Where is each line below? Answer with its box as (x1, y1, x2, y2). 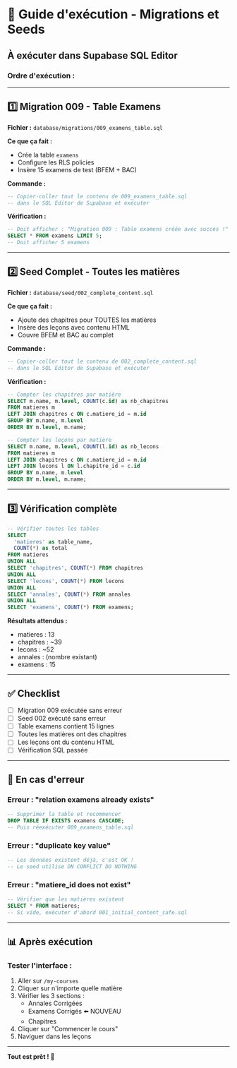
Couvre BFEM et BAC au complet (17, 330, 114, 339)
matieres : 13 (17, 630, 55, 639)
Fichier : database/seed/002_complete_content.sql (7, 288, 154, 296)
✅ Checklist (7, 688, 61, 700)
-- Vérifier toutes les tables (7, 525, 99, 532)
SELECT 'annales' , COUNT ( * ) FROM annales (7, 591, 131, 598)
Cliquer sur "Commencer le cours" (17, 1025, 119, 1033)
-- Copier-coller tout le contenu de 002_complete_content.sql (7, 358, 197, 365)
